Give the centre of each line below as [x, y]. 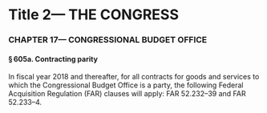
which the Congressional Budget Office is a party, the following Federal [126, 85]
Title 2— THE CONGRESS [93, 15]
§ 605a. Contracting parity [53, 59]
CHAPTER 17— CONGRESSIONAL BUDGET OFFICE [108, 40]
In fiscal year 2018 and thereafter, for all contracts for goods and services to [134, 77]
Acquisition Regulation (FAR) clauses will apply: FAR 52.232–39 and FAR [127, 94]
